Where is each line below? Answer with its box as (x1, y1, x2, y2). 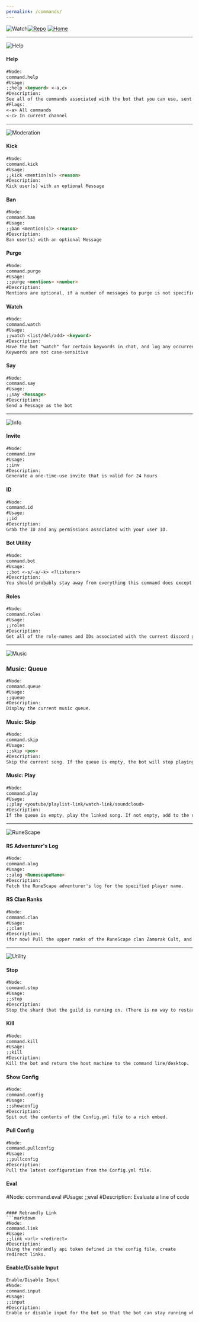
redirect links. (6, 1252, 46, 1257)
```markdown (6, 1215, 36, 1221)
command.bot (6, 558, 36, 564)
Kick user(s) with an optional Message (6, 183, 105, 190)
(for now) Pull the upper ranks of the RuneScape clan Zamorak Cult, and (6, 936, 192, 942)
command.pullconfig (6, 1145, 54, 1151)
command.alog (6, 861, 38, 867)
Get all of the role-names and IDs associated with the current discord (6, 633, 190, 640)
